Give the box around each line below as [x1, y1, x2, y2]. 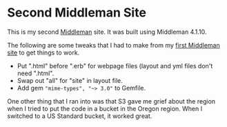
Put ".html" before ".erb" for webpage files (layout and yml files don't [17, 61, 213, 70]
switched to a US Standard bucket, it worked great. [7, 112, 152, 120]
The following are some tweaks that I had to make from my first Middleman [7, 41, 220, 49]
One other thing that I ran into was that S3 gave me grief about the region [7, 97, 216, 105]
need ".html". [17, 69, 55, 77]
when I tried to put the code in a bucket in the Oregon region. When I [7, 104, 202, 113]
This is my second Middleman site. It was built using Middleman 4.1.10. [7, 28, 207, 36]
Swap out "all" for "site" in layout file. [17, 76, 123, 84]
